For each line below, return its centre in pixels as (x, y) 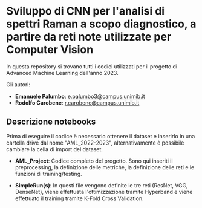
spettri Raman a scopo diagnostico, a (101, 24)
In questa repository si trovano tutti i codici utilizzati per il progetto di (92, 66)
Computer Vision (50, 50)
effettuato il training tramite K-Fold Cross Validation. (79, 198)
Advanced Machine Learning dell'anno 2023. (63, 73)
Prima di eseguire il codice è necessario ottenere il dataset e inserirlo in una (101, 136)
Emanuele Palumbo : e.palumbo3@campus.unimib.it (80, 96)
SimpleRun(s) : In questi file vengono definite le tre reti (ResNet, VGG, (102, 185)
